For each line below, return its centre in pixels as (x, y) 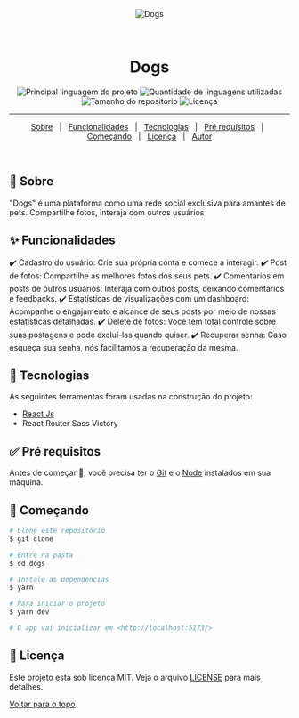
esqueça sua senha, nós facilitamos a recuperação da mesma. (124, 347)
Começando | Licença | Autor (149, 136)
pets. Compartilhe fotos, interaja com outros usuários (107, 212)
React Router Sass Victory (70, 424)
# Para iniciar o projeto (57, 604)
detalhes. (26, 686)
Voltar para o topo (42, 704)
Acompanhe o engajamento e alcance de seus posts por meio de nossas (142, 311)
